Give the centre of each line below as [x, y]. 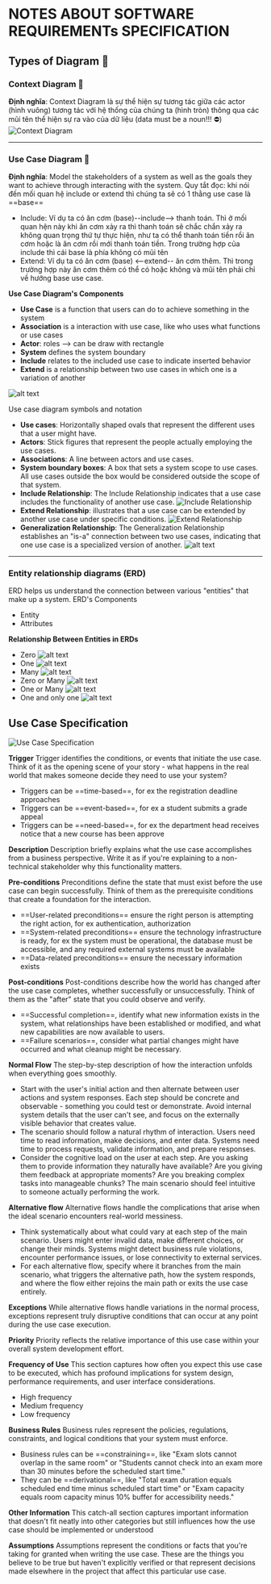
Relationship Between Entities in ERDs [73, 639]
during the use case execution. [60, 1325]
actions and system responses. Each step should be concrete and [129, 1097]
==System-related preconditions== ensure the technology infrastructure [141, 932]
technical [23, 867]
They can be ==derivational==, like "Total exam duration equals [126, 1480]
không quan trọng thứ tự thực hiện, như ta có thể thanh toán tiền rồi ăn [137, 236]
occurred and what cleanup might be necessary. [100, 1049]
